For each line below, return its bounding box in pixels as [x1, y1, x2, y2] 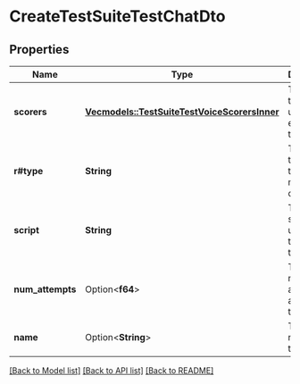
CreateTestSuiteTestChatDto [9, 6, 226, 27]
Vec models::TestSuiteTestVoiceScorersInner [84, 105, 279, 118]
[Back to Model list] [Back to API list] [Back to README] [9, 365, 214, 376]
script [13, 224, 40, 236]
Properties [9, 42, 70, 57]
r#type [13, 165, 44, 177]
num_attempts [13, 283, 77, 296]
